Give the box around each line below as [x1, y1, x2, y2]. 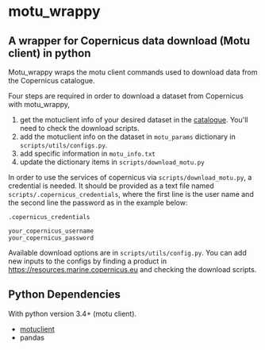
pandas [19, 333, 45, 342]
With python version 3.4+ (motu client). [8, 309, 137, 318]
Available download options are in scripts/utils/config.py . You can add [8, 248, 248, 257]
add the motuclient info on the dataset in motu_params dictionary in [19, 132, 236, 141]
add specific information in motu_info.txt [19, 149, 156, 158]
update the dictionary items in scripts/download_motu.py [19, 157, 205, 167]
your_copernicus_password [8, 234, 94, 242]
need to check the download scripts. [19, 124, 140, 133]
